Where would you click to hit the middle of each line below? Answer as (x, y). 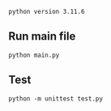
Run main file (42, 36)
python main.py (34, 55)
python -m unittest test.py (56, 98)
